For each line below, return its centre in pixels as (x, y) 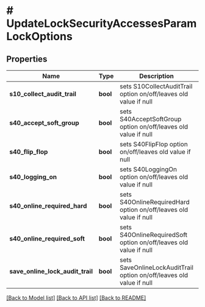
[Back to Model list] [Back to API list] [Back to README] (76, 298)
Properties (27, 59)
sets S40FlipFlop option (154, 144)
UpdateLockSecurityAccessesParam (102, 23)
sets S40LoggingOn (148, 169)
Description (156, 76)
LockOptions (40, 37)
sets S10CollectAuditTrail (156, 86)
